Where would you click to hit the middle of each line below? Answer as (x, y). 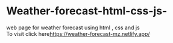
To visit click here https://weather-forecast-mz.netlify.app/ (78, 33)
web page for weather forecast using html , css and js (73, 27)
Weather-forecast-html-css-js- (87, 11)
